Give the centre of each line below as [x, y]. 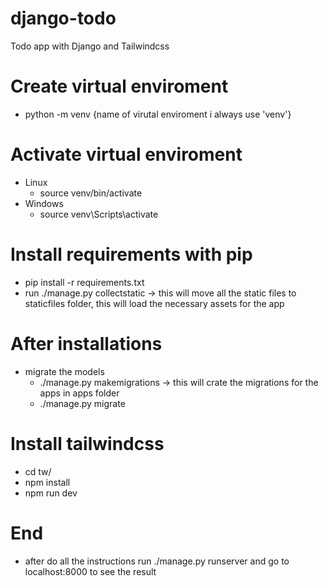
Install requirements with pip [131, 254]
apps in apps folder [79, 393]
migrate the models [64, 371]
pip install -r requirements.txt [84, 282]
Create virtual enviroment [119, 86]
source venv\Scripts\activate [99, 214]
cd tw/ [38, 471]
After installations [86, 343]
